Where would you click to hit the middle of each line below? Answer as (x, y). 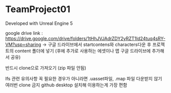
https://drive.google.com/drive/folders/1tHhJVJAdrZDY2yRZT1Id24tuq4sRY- (86, 38)
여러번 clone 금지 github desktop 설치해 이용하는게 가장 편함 (66, 85)
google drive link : (24, 33)
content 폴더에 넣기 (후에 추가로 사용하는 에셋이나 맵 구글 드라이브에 (83, 51)
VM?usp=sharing (23, 44)
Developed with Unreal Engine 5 (39, 23)
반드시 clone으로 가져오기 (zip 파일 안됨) (46, 68)
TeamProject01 (38, 9)
